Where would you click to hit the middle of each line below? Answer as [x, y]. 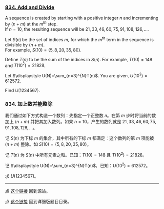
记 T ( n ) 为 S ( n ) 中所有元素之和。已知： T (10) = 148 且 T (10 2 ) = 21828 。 [76, 154]
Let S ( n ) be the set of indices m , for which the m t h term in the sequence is [79, 39]
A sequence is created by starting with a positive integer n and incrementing [82, 18]
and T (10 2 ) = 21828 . [25, 65]
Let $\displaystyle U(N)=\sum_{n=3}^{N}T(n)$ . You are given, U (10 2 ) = [76, 75]
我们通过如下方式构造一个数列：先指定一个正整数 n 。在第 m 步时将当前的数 [81, 116]
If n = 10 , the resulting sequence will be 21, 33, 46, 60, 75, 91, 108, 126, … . [77, 29]
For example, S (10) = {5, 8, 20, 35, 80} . [43, 50]
